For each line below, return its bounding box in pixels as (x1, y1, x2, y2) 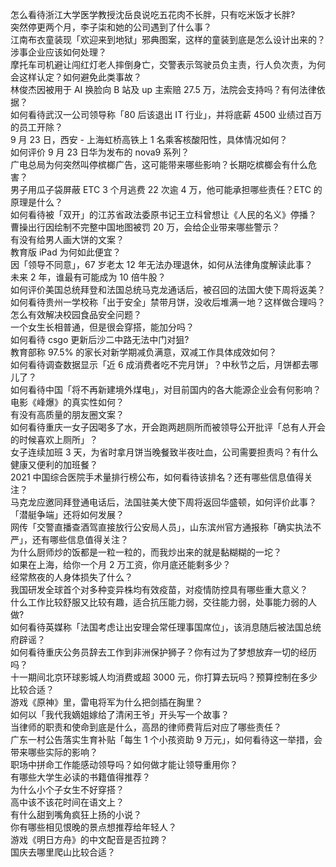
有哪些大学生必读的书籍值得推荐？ (10, 771, 151, 783)
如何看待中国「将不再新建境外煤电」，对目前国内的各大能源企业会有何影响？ (10, 384, 322, 395)
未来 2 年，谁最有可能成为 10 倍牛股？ (10, 271, 167, 283)
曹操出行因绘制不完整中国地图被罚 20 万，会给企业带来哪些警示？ (10, 221, 281, 233)
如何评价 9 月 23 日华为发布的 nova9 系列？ (10, 146, 190, 158)
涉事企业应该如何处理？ (10, 46, 107, 58)
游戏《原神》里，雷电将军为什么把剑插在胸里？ (10, 696, 203, 708)
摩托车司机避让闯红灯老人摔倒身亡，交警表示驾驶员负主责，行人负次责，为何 (10, 59, 326, 70)
